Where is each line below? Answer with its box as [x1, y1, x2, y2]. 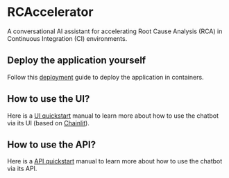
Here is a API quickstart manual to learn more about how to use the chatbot [7, 157, 223, 166]
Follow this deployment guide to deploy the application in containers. [7, 73, 204, 81]
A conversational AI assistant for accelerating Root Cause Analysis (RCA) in [7, 27, 223, 35]
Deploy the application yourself [7, 55, 146, 66]
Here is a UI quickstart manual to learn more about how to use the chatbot [7, 112, 219, 120]
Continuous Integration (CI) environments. [7, 34, 128, 42]
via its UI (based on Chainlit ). [7, 118, 90, 127]
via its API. [7, 164, 37, 173]
